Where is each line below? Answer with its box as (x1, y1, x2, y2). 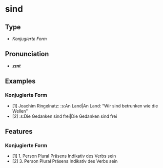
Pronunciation (5, 50, 49, 58)
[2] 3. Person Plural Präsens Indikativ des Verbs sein (12, 158, 118, 164)
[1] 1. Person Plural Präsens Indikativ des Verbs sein (12, 153, 116, 159)
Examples (5, 77, 36, 85)
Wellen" (12, 108, 28, 114)
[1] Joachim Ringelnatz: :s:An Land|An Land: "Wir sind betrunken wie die (12, 103, 158, 108)
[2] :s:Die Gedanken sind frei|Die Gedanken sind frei (12, 113, 117, 119)
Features (5, 127, 33, 135)
